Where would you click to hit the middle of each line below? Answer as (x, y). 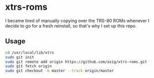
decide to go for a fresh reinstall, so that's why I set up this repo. (71, 26)
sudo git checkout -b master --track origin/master (59, 71)
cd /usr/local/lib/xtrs (30, 52)
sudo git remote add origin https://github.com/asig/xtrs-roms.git (76, 62)
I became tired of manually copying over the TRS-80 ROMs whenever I (77, 21)
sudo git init (20, 57)
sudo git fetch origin (28, 66)
